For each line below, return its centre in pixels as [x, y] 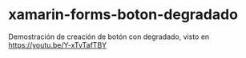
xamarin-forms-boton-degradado [123, 15]
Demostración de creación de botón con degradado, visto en [109, 37]
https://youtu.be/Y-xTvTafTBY [58, 44]
